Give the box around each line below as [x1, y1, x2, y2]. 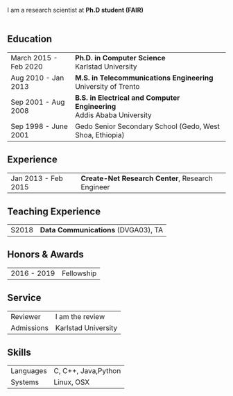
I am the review [55, 311, 105, 321]
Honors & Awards [7, 249, 85, 261]
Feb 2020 [10, 62, 43, 71]
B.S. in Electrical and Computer [75, 93, 180, 103]
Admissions [10, 322, 49, 332]
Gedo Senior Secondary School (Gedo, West [75, 121, 221, 131]
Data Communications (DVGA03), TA [40, 225, 164, 234]
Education [7, 33, 53, 45]
